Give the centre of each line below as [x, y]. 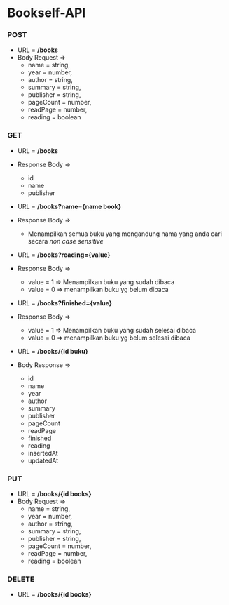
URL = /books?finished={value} [64, 302]
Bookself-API [47, 13]
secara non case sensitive [65, 241]
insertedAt [43, 453]
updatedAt [43, 460]
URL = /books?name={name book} [69, 206]
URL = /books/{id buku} [53, 351]
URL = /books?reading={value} [64, 255]
